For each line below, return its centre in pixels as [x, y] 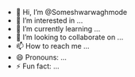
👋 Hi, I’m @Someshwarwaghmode [71, 12]
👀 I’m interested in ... [49, 20]
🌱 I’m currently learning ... [58, 29]
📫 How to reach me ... [52, 46]
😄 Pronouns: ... [41, 57]
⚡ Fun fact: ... [37, 66]
